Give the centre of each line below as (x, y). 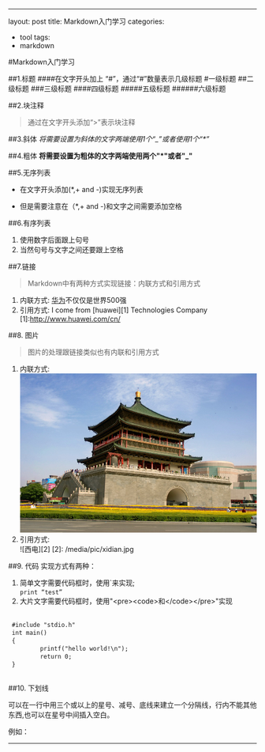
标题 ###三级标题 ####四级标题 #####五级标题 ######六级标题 (120, 89)
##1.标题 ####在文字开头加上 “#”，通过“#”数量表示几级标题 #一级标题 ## (127, 79)
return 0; (56, 657)
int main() (29, 633)
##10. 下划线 (28, 688)
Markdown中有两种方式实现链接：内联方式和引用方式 (114, 283)
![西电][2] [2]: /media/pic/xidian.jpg (77, 550)
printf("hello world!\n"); (84, 649)
